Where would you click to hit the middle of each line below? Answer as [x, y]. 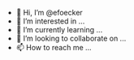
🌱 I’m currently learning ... [59, 30]
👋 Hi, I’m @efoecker [49, 13]
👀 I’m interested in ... [50, 21]
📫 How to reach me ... [54, 47]
